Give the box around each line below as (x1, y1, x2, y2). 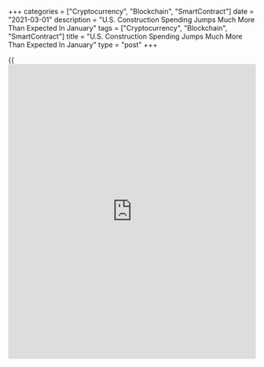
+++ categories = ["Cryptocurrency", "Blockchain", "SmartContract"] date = (8, 7, 255, 16)
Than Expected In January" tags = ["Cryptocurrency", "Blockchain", (8, 24, 228, 32)
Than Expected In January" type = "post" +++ (8, 40, 158, 50)
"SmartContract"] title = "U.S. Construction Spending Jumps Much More (8, 31, 243, 41)
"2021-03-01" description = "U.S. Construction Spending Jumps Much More (8, 15, 255, 24)
